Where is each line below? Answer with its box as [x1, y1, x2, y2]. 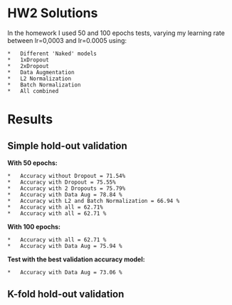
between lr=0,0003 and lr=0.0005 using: [7, 36, 127, 44]
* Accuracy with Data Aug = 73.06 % [7, 269, 122, 276]
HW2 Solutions [7, 5, 98, 21]
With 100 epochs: [7, 222, 60, 231]
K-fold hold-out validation [7, 288, 125, 301]
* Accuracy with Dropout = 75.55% [7, 179, 116, 186]
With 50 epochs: [7, 159, 58, 167]
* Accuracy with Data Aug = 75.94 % [7, 242, 122, 249]
